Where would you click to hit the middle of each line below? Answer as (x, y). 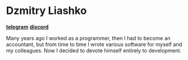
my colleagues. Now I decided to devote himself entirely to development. (94, 50)
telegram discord (27, 27)
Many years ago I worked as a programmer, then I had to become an (88, 38)
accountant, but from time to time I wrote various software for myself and (94, 44)
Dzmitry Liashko (46, 11)
